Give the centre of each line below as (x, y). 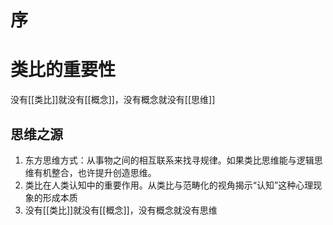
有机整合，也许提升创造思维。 (95, 172)
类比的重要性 (63, 70)
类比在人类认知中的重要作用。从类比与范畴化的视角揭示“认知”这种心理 (169, 185)
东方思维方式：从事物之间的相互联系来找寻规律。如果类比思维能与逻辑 (169, 160)
